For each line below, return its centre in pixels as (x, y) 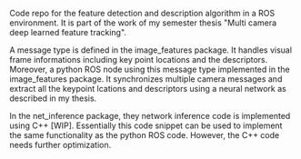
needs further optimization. (60, 145)
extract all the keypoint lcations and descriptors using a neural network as (148, 89)
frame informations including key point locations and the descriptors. (139, 60)
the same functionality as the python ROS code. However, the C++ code (145, 135)
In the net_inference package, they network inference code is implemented (150, 116)
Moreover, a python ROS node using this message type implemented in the (150, 69)
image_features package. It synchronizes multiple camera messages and (146, 79)
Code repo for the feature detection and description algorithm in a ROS (142, 13)
